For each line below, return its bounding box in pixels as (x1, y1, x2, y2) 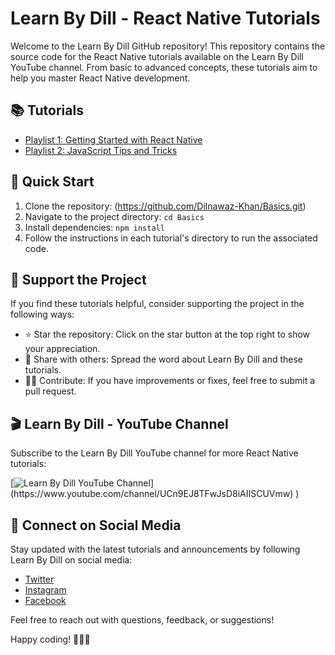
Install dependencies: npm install (24, 221, 165, 233)
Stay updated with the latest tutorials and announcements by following (10, 543, 301, 555)
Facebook (24, 595, 67, 606)
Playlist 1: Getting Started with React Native (24, 133, 203, 146)
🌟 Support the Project (10, 271, 147, 288)
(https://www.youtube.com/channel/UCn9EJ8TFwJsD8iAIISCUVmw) (10, 488, 294, 500)
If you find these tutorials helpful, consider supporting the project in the (10, 298, 305, 310)
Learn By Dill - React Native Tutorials (10, 7, 321, 30)
